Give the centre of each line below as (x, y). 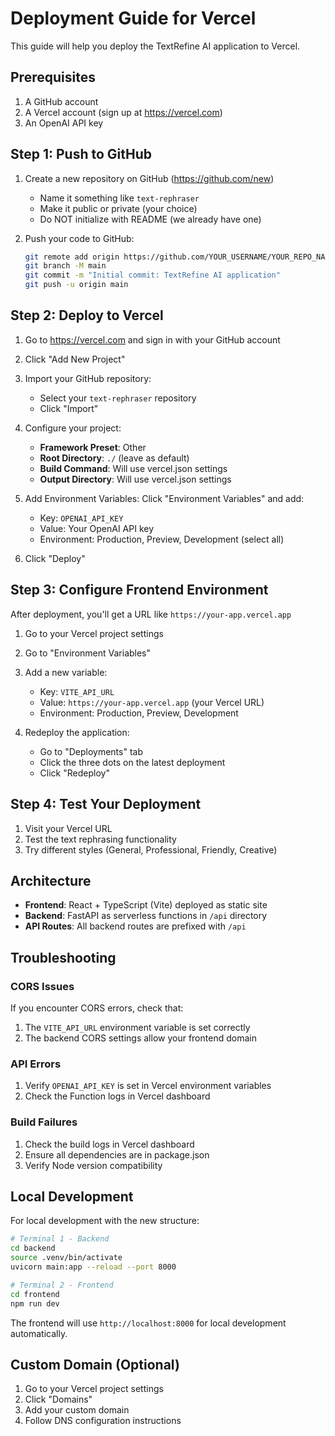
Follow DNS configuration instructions (103, 1421)
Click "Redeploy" (74, 773)
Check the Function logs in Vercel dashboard (117, 1096)
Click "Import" (69, 408)
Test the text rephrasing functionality (100, 839)
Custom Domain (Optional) (95, 1364)
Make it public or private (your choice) (118, 208)
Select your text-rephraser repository (118, 398)
